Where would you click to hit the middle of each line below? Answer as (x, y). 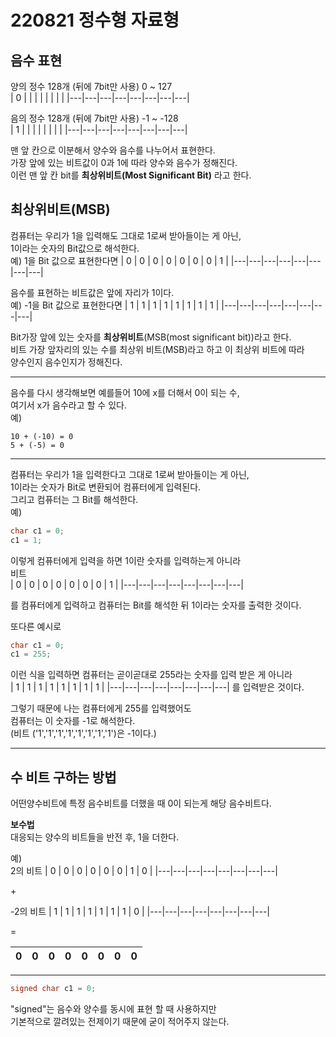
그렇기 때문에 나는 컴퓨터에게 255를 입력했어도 (101, 708)
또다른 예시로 (36, 626)
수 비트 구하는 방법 (63, 777)
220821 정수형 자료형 (95, 20)
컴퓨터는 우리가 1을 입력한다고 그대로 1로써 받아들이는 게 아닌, (130, 474)
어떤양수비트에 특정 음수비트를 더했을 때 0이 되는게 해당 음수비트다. (141, 803)
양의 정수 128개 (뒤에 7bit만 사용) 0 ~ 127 (91, 86)
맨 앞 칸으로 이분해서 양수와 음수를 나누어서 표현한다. (113, 150)
